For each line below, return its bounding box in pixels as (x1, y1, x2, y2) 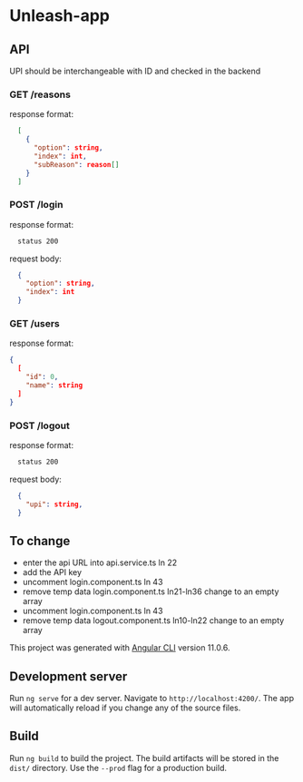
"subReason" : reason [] (33, 160, 120, 169)
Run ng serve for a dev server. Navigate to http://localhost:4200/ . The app (9, 693, 295, 704)
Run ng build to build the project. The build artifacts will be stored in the (9, 752, 279, 763)
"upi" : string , (25, 500, 83, 509)
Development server (9, 669, 128, 684)
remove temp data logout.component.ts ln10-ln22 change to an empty (22, 615, 285, 626)
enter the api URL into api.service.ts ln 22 (22, 557, 178, 568)
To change (9, 533, 71, 549)
